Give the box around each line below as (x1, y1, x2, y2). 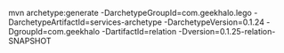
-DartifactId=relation (101, 26, 177, 36)
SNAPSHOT (8, 35, 52, 46)
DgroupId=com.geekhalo (8, 26, 100, 36)
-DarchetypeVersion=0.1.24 (163, 17, 264, 27)
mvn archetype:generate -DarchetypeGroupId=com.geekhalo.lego (8, 8, 253, 18)
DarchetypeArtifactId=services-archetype (8, 17, 162, 27)
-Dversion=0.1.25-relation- (178, 26, 276, 36)
